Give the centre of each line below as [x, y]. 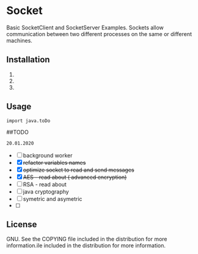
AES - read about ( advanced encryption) [75, 177]
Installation [28, 60]
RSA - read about [45, 184]
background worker [48, 155]
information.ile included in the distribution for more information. [86, 245]
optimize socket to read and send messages [79, 170]
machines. [19, 40]
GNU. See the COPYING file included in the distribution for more [87, 239]
